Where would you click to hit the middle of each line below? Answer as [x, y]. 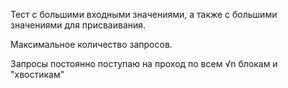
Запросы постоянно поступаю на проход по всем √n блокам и [144, 63]
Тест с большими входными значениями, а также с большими [144, 14]
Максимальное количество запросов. [91, 44]
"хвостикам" [37, 74]
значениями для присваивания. [78, 25]
